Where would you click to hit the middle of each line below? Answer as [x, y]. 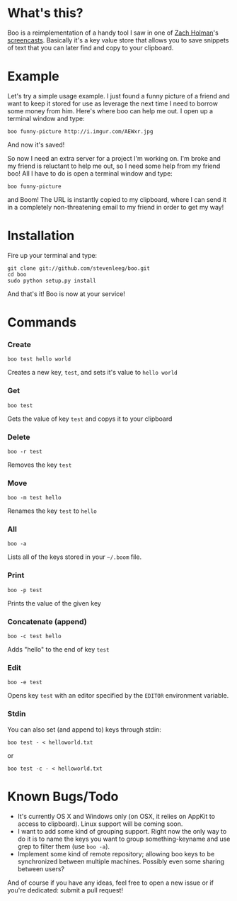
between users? [41, 868]
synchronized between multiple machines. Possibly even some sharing [121, 861]
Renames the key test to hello [52, 511]
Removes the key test [40, 465]
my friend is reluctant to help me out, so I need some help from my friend [114, 166]
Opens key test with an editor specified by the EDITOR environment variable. [118, 696]
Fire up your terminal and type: [52, 255]
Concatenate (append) [47, 621]
